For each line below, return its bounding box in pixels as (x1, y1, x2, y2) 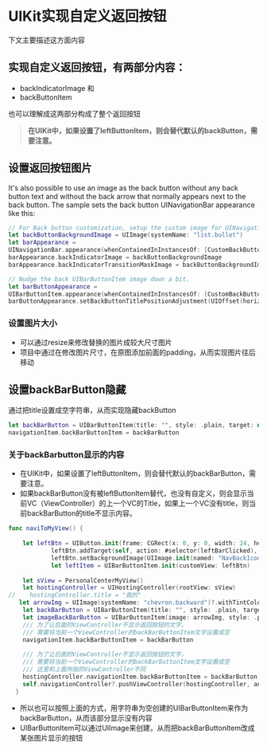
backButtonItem (19, 92, 73, 102)
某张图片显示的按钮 (19, 732, 83, 742)
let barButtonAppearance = (8, 282, 98, 291)
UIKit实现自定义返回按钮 (8, 7, 167, 26)
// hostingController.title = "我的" (8, 591, 141, 599)
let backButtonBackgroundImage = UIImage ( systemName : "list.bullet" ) (8, 231, 244, 239)
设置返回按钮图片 (8, 161, 92, 175)
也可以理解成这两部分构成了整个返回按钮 (8, 108, 141, 118)
